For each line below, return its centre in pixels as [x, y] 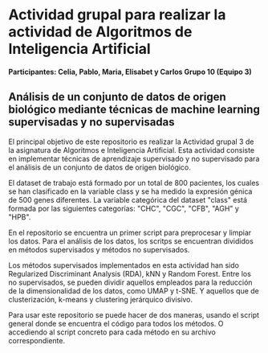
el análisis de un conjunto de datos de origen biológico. [99, 167]
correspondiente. [37, 340]
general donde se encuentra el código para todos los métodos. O [116, 323]
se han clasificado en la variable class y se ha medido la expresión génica [130, 191]
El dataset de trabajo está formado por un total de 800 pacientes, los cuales [134, 183]
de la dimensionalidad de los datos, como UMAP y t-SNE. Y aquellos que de [134, 290]
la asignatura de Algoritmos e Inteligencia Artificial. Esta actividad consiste [132, 150]
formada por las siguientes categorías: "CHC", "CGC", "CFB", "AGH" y [124, 208]
